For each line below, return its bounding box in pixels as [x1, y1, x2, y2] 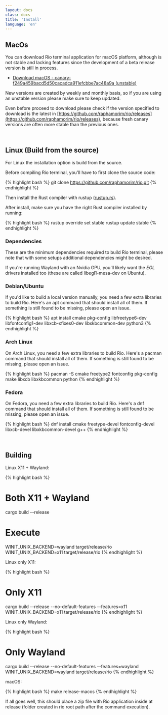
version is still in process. [5, 65, 58, 71]
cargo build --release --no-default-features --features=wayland [5, 663, 139, 669]
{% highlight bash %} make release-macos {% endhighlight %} [5, 688, 137, 695]
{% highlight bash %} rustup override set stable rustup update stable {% [5, 219, 157, 225]
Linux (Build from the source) [5, 146, 99, 155]
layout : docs [5, 7, 33, 13]
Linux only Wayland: [5, 619, 48, 625]
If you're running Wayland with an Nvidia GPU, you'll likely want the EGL [5, 265, 155, 271]
